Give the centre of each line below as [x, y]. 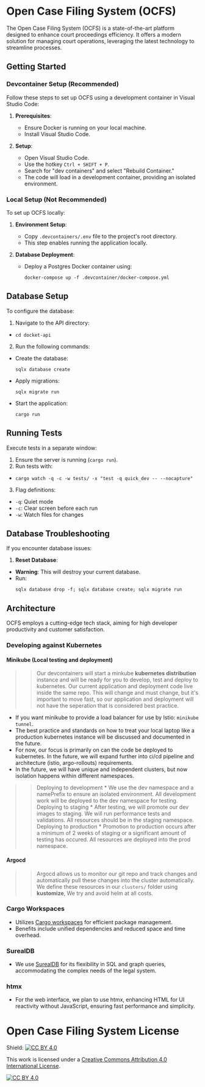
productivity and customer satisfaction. [56, 630]
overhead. [28, 935]
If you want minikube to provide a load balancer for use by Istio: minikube [107, 717]
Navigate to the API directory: [52, 323]
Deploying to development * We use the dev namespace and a [115, 787]
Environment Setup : [41, 224]
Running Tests [34, 433]
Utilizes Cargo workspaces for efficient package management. [94, 922]
